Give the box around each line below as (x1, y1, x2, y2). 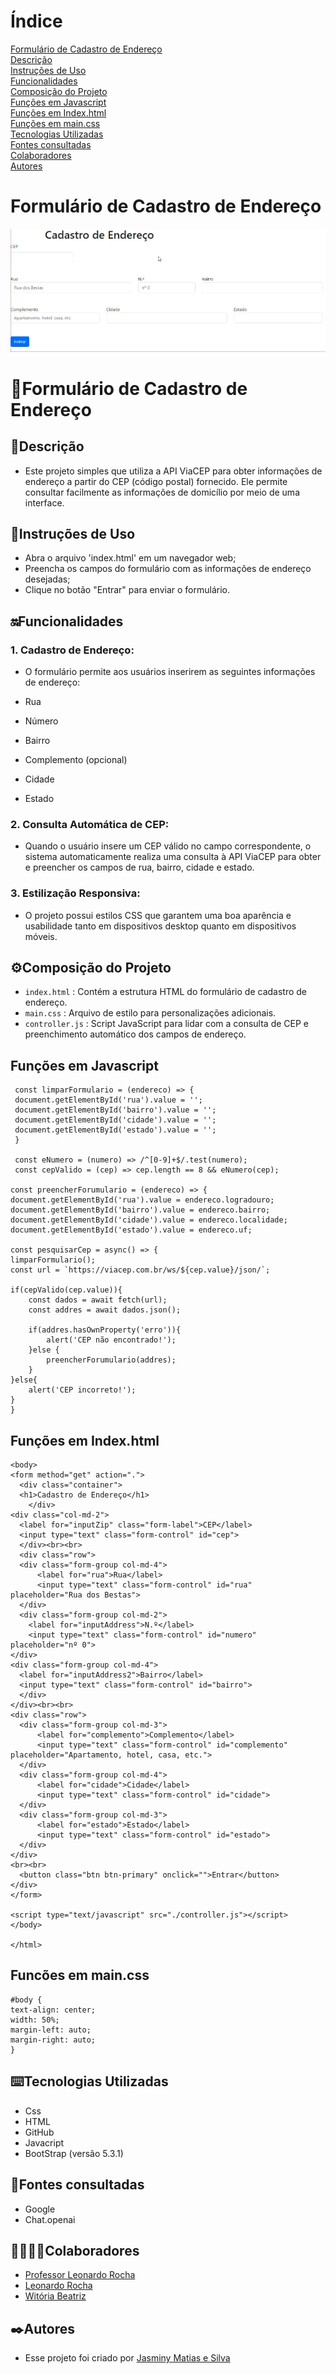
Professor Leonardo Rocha (24, 2269, 136, 2281)
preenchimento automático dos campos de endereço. (24, 1028, 247, 1040)
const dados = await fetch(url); (28, 1295, 168, 1305)
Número (24, 715, 59, 727)
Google (24, 2203, 56, 2215)
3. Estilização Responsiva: (10, 886, 141, 900)
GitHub (24, 2126, 55, 2138)
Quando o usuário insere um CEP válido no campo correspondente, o (24, 840, 312, 852)
